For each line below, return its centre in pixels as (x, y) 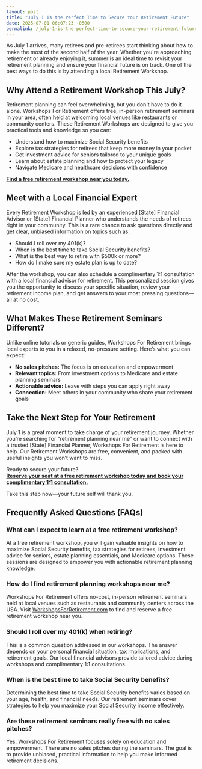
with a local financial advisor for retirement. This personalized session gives (100, 280)
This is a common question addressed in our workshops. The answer (92, 645)
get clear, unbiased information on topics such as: (68, 231)
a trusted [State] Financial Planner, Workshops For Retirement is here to (95, 445)
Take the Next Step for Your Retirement (81, 418)
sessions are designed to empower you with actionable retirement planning (99, 562)
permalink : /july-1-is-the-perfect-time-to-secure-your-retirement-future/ (103, 29)
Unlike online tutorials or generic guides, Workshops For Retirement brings (99, 342)
